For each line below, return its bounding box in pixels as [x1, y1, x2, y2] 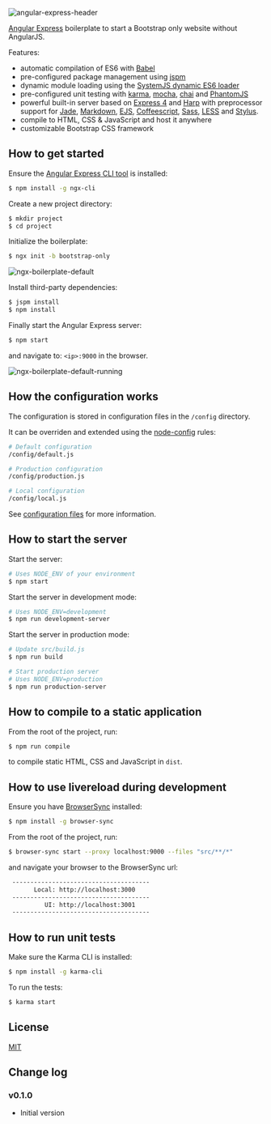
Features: [8, 48, 40, 57]
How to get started [8, 147, 104, 161]
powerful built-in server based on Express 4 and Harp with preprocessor [19, 98, 263, 107]
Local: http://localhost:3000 [33, 885, 136, 894]
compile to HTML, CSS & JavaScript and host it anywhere [19, 115, 212, 125]
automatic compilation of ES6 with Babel [19, 63, 155, 73]
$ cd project [8, 222, 53, 230]
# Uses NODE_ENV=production [8, 675, 104, 683]
